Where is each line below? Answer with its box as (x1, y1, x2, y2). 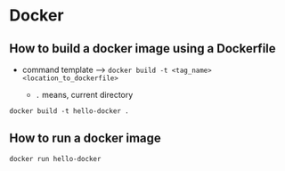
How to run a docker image (9, 131, 162, 146)
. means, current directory (35, 90, 134, 100)
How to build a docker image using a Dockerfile (9, 41, 276, 56)
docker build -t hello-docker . (9, 107, 129, 116)
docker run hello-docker (9, 154, 102, 163)
